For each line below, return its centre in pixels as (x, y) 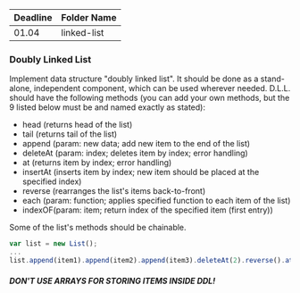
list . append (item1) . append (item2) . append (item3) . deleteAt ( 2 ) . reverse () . (147, 261)
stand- (273, 79)
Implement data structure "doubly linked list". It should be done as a (134, 79)
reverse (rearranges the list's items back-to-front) (114, 191)
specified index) (52, 181)
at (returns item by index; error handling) (97, 163)
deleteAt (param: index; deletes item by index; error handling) (135, 153)
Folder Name (89, 17)
